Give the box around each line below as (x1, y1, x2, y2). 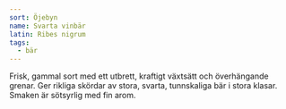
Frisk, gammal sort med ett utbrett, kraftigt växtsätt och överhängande (9, 71, 269, 81)
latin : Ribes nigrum (9, 29, 87, 38)
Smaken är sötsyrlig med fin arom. (9, 90, 136, 101)
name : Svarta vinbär (9, 21, 87, 30)
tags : (9, 38, 30, 47)
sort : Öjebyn (9, 13, 58, 22)
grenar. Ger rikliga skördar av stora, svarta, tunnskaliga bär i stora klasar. (9, 80, 278, 91)
